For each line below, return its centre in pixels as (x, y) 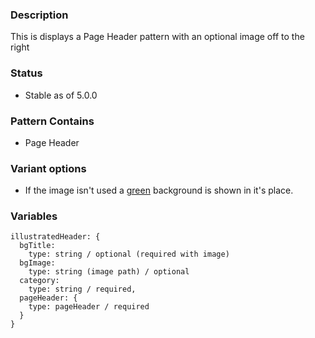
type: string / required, (82, 289)
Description (39, 15)
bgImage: (37, 263)
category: (39, 281)
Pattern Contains (52, 121)
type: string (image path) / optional (109, 272)
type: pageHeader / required (89, 307)
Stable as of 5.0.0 (61, 95)
